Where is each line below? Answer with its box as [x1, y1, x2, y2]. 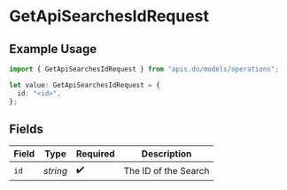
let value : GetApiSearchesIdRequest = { [9, 80, 161, 89]
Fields [9, 121, 44, 136]
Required [75, 148, 115, 160]
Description [141, 148, 192, 160]
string [43, 164, 68, 177]
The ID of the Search [123, 164, 210, 177]
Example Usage [9, 42, 97, 57]
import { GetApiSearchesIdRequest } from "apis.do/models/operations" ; [9, 65, 279, 73]
